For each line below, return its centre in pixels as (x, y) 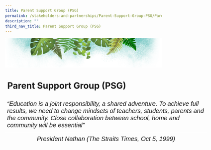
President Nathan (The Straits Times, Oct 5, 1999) (106, 139)
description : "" (22, 21)
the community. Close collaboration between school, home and (94, 118)
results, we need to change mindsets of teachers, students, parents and (105, 111)
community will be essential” (46, 125)
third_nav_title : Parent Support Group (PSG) (53, 26)
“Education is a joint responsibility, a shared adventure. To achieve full (103, 104)
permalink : (16, 16)
